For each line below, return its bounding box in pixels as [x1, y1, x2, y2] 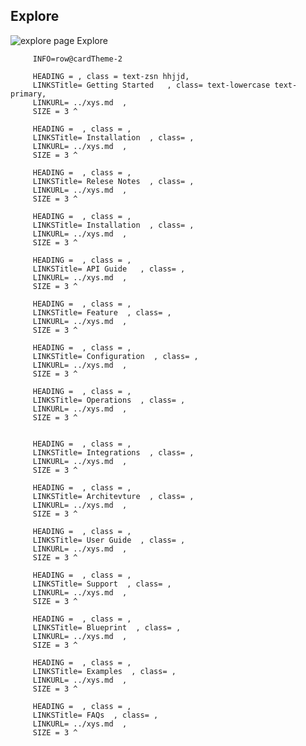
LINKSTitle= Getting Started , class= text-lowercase [32, 80, 271, 90]
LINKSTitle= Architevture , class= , [32, 491, 195, 501]
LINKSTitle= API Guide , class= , [32, 264, 186, 274]
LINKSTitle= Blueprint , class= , [32, 622, 182, 633]
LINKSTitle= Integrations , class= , [32, 447, 195, 458]
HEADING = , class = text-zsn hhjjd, [32, 71, 190, 81]
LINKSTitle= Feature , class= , [32, 307, 172, 318]
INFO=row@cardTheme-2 [32, 54, 123, 64]
